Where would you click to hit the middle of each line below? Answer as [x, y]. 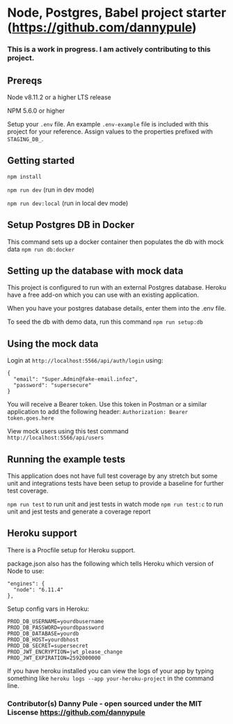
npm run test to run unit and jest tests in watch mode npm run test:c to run [115, 504]
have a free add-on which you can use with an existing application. [103, 295]
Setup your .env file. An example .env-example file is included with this [108, 124]
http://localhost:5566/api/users [56, 438]
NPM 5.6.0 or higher [36, 110]
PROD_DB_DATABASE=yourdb [43, 634]
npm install [24, 176]
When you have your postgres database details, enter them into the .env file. [117, 308]
